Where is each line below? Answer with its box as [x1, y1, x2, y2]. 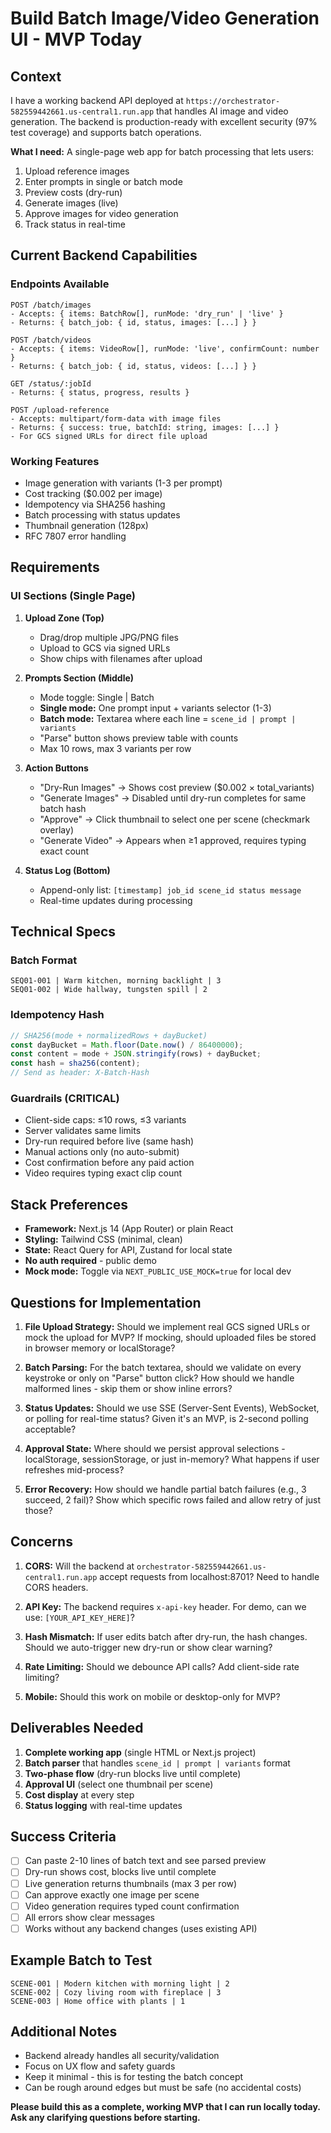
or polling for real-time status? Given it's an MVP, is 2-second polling [24, 1412, 309, 1424]
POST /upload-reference [10, 405, 110, 415]
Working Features [10, 454, 100, 468]
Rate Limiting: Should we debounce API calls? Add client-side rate [24, 1660, 300, 1672]
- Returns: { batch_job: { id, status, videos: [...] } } [10, 361, 257, 371]
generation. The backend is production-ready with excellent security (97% [10, 116, 318, 127]
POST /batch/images [10, 300, 92, 310]
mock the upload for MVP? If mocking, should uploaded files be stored [24, 1331, 317, 1343]
